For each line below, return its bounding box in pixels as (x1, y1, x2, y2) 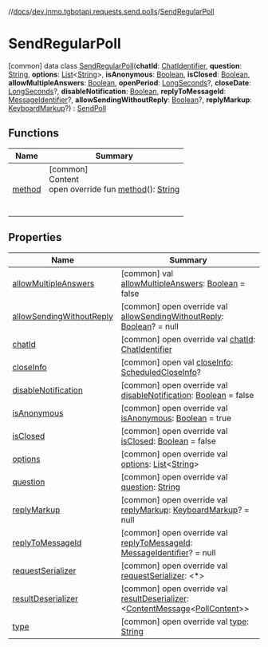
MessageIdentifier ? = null (120, 546, 216, 558)
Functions (8, 127, 60, 140)
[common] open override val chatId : (120, 333, 256, 345)
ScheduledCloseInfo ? (120, 366, 202, 377)
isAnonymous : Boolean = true (120, 412, 232, 424)
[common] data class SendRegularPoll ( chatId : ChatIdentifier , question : (8, 61, 242, 70)
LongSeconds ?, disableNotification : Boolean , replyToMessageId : (8, 86, 227, 96)
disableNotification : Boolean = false (120, 389, 254, 400)
